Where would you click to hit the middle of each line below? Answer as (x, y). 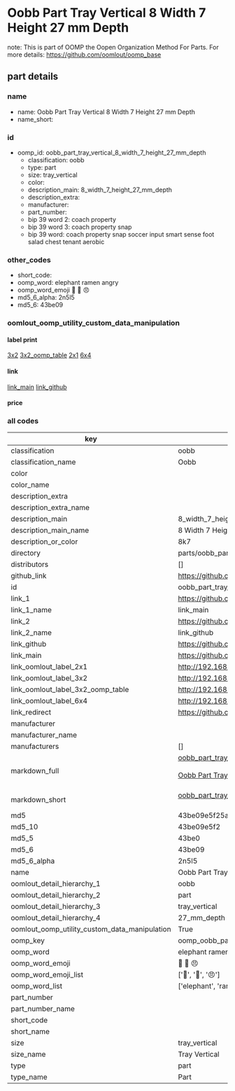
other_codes (29, 260)
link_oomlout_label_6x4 (49, 701)
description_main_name (50, 530)
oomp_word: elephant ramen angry (68, 283)
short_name (30, 1032)
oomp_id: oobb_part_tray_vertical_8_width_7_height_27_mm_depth (112, 153)
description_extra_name (50, 507)
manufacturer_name (44, 735)
